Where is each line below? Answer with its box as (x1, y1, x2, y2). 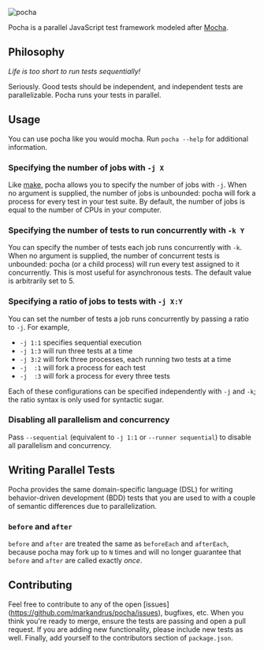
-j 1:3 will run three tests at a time (19, 346, 133, 355)
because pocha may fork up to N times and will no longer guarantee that (8, 547, 242, 556)
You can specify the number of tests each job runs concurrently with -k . (8, 243, 243, 252)
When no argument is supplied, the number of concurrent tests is (8, 251, 221, 260)
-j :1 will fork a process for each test (19, 363, 146, 372)
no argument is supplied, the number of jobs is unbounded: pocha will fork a (8, 188, 256, 197)
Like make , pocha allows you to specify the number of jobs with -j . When (8, 180, 247, 189)
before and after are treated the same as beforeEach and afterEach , (8, 539, 229, 548)
